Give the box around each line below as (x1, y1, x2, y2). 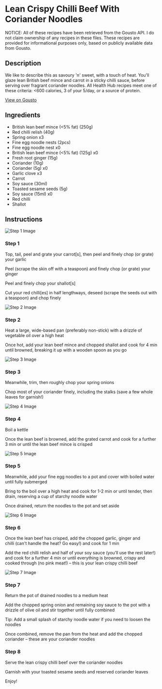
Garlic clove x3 (12, 170, 42, 176)
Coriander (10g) (12, 160, 44, 166)
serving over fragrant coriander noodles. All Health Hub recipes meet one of (5, 82, 157, 88)
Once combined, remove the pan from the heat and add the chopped (5, 631, 143, 637)
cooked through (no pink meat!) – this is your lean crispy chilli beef (5, 560, 138, 566)
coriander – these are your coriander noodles (5, 636, 95, 642)
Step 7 (5, 582, 20, 589)
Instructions (5, 215, 43, 224)
